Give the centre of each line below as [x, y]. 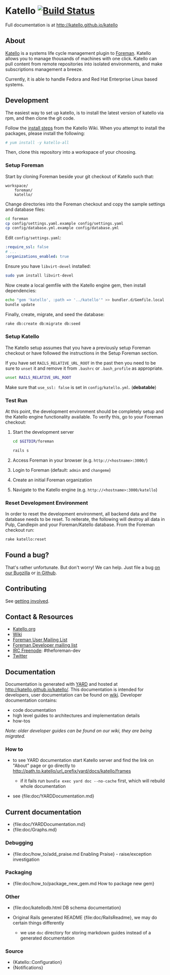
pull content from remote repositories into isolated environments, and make [84, 64]
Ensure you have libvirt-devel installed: [48, 266]
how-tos [21, 721]
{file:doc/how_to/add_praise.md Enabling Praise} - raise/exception [82, 854]
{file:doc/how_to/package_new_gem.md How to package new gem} [83, 883]
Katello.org [24, 629]
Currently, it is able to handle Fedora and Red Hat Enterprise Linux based [81, 79]
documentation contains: [31, 701]
